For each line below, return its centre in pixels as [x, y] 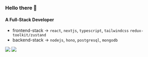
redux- [137, 31]
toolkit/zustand [29, 35]
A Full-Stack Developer [30, 20]
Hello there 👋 [21, 8]
